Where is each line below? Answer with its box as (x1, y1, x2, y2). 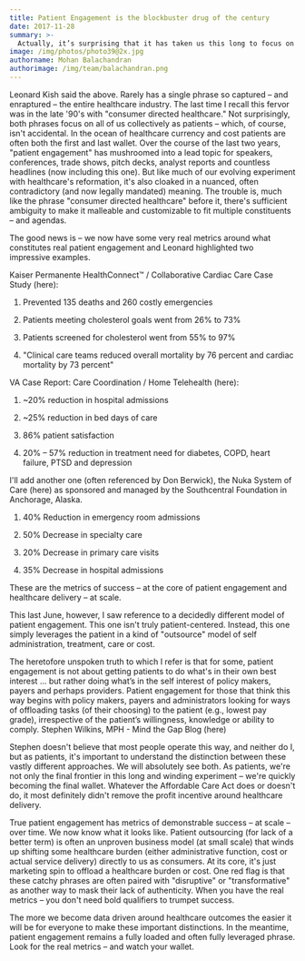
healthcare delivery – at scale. (9, 592, 122, 602)
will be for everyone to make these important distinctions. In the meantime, (9, 921, 290, 933)
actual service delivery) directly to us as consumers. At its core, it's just (9, 855, 277, 866)
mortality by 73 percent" (22, 359, 114, 369)
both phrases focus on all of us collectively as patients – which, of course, (9, 117, 287, 128)
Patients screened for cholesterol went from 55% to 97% (22, 331, 236, 342)
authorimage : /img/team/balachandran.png (9, 65, 169, 74)
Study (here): (9, 278, 59, 289)
